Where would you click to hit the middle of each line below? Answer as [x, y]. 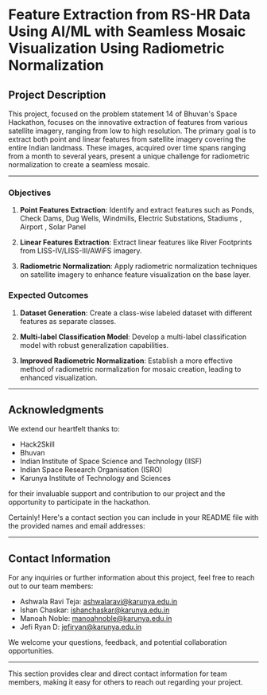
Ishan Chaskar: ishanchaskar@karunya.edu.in [95, 610]
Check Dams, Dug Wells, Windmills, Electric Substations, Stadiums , [131, 219]
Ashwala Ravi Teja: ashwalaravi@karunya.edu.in [99, 602]
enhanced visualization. [58, 377]
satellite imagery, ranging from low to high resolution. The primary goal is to [132, 131]
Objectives [30, 193]
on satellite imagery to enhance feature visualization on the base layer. [135, 275]
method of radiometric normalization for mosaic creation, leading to [130, 369]
